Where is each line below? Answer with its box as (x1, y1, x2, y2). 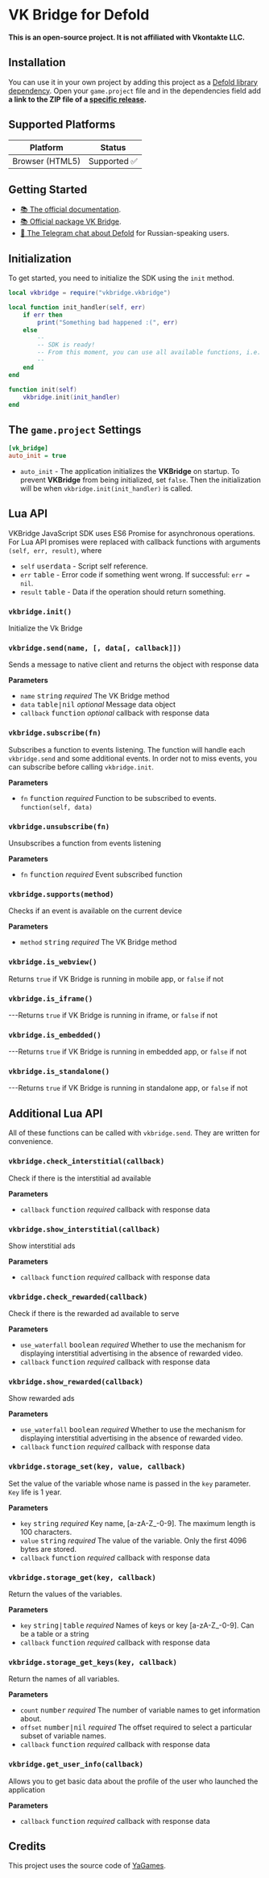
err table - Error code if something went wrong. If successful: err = (19, 569, 250, 579)
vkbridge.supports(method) (8, 890, 114, 899)
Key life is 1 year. (8, 1487, 62, 1497)
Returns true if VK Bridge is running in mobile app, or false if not (8, 974, 224, 983)
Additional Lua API (8, 1106, 103, 1120)
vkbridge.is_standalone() (8, 1067, 110, 1076)
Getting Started (8, 182, 88, 196)
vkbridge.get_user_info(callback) (8, 1760, 143, 1769)
